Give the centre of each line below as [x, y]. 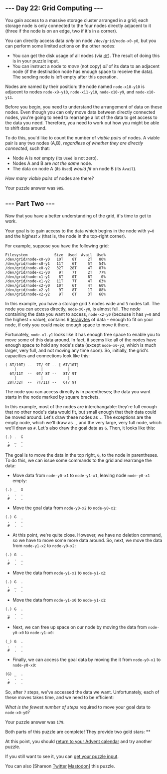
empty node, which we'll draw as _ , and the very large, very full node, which [83, 422]
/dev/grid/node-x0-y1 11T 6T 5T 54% [56, 264]
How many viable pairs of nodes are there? [50, 178]
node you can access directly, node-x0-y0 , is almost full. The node [73, 309]
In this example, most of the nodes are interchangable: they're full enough [81, 406]
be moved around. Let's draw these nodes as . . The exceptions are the [78, 417]
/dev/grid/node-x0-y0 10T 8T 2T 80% [56, 259]
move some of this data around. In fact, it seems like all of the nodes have [81, 340]
